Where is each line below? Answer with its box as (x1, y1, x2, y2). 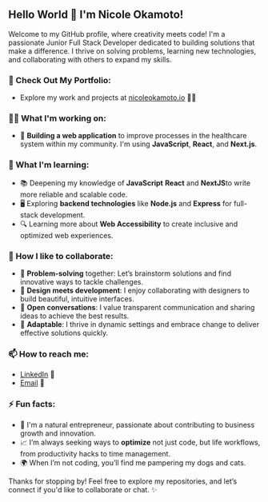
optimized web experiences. (19, 230, 114, 240)
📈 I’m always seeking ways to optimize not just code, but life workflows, (19, 437, 261, 447)
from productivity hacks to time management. (19, 448, 170, 458)
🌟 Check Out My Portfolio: (8, 74, 111, 86)
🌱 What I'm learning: (8, 159, 90, 170)
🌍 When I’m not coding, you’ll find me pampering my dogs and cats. (19, 457, 246, 468)
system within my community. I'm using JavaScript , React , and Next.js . (19, 139, 258, 149)
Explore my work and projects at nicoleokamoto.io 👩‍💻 (19, 93, 197, 102)
